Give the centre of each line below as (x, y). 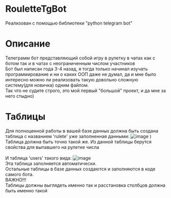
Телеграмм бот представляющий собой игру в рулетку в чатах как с (80, 58)
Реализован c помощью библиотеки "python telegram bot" (69, 23)
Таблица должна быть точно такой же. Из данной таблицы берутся (79, 142)
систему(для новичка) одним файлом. (47, 85)
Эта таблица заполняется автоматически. (51, 163)
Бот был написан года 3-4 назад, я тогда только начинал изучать (77, 69)
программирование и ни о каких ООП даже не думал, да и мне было (81, 74)
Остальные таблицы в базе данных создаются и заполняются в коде (80, 169)
